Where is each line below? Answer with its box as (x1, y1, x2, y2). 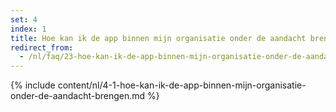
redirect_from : (10, 42, 74, 53)
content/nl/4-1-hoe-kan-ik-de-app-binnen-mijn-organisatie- (57, 79, 307, 91)
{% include (10, 79, 56, 91)
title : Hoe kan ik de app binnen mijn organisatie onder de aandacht (10, 33, 307, 43)
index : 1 (10, 24, 47, 34)
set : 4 (10, 14, 38, 25)
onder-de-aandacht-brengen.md (10, 90, 146, 102)
